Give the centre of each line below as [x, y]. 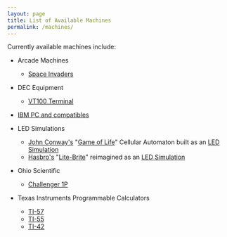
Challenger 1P [48, 184]
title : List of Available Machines [59, 20]
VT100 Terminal [51, 101]
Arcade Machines [43, 60]
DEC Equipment [40, 88]
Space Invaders [51, 74]
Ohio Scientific [39, 171]
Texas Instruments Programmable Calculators [83, 198]
